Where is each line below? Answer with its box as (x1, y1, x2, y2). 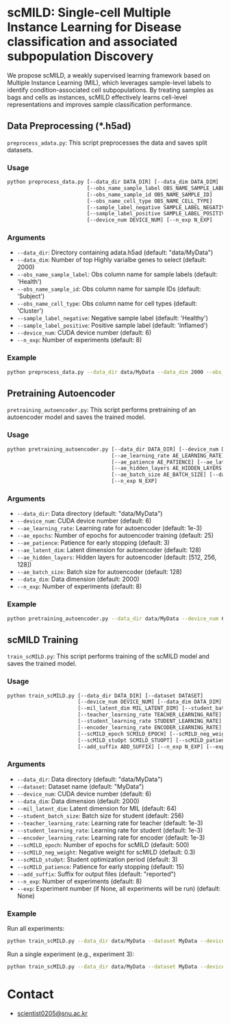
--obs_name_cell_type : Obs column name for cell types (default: (16, 300, 197, 308)
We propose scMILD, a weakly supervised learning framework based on (7, 71, 211, 80)
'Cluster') (16, 307, 44, 315)
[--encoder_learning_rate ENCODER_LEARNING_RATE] (77, 724, 222, 731)
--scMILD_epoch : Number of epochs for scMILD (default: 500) (16, 840, 190, 848)
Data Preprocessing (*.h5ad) (7, 120, 131, 132)
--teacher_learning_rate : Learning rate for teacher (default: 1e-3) (16, 818, 203, 827)
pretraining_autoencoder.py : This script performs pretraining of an (7, 406, 196, 414)
